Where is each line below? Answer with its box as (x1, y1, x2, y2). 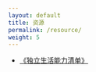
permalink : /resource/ (8, 26, 82, 34)
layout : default (8, 11, 61, 20)
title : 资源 (8, 19, 44, 27)
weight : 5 (8, 33, 41, 41)
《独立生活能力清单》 (19, 56, 88, 65)
